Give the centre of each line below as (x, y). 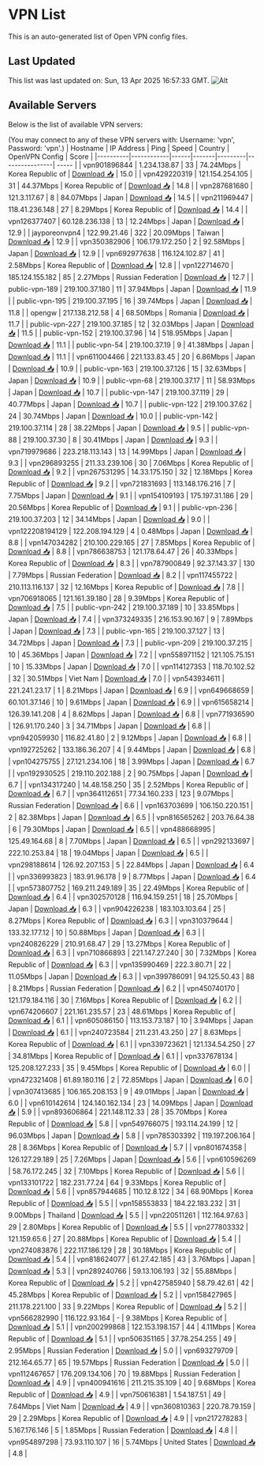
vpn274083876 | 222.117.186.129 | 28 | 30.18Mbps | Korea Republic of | (122, 1250)
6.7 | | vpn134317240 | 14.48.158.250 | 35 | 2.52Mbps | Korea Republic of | (128, 784)
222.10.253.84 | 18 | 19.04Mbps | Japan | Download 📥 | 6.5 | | (108, 852)
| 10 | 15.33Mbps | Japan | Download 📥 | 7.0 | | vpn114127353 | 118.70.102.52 (132, 667)
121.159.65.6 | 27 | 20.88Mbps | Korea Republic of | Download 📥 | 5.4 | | (125, 1238)
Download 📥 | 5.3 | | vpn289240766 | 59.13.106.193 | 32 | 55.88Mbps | (122, 1271)
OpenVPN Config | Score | (50, 157)
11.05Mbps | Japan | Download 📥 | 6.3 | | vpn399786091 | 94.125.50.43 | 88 (131, 976)
